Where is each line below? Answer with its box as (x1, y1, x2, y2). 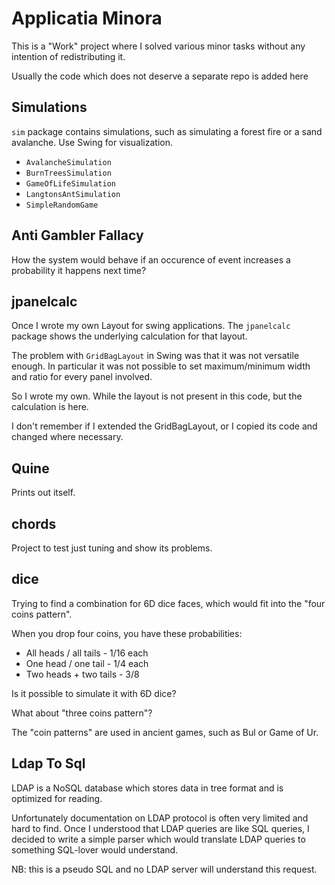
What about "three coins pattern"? (11, 707, 153, 719)
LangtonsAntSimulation (25, 189, 121, 199)
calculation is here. (11, 401, 89, 413)
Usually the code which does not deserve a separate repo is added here (11, 70, 309, 82)
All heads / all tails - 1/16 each (25, 647, 149, 659)
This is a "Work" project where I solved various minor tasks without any (11, 40, 306, 52)
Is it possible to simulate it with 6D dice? (11, 687, 177, 699)
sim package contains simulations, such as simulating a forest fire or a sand (11, 125, 323, 137)
